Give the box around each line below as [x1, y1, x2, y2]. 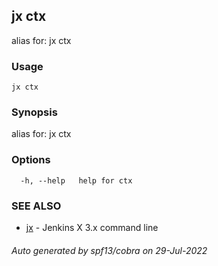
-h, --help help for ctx [20, 175, 133, 186]
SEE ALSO [11, 199, 62, 213]
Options [11, 153, 51, 167]
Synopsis [11, 105, 58, 119]
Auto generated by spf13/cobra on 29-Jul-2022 [11, 244, 208, 256]
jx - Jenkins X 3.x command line [25, 222, 159, 233]
